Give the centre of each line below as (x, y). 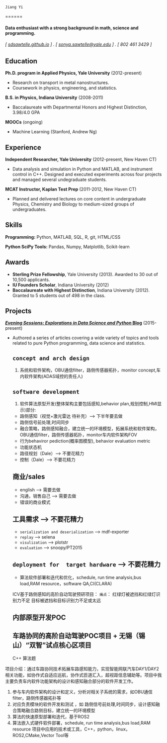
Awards (17, 262)
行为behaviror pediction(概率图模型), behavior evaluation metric (85, 441)
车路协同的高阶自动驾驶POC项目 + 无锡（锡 (79, 636)
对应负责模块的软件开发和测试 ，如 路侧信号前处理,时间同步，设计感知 (84, 704)
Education (21, 61)
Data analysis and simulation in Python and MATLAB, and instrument (83, 169)
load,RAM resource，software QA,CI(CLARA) (66, 583)
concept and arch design (51, 358)
